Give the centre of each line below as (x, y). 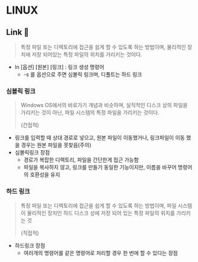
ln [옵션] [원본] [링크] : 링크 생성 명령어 (59, 67)
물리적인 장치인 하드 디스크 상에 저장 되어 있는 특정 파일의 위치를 (101, 213)
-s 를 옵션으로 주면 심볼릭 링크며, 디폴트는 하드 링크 (83, 74)
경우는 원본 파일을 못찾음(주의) (56, 145)
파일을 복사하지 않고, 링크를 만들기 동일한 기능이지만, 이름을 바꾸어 (100, 167)
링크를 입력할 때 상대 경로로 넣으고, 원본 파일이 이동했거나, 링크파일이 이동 (100, 138)
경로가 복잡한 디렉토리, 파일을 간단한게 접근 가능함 (81, 160)
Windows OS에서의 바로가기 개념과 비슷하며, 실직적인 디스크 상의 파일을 (104, 105)
